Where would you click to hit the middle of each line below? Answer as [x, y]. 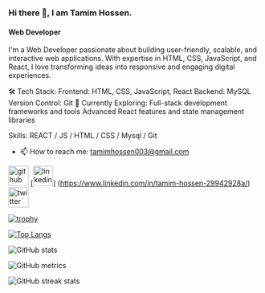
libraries [22, 120]
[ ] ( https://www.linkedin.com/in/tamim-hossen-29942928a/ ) [140, 183]
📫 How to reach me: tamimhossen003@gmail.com [104, 152]
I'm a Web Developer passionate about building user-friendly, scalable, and [133, 50]
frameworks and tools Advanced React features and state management [126, 112]
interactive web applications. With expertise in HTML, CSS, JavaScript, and [132, 59]
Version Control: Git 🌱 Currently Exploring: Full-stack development [118, 103]
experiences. [30, 75]
